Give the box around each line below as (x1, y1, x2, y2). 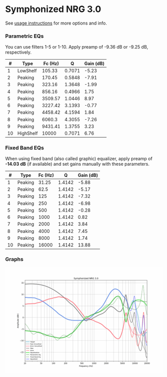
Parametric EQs (5, 33, 44, 40)
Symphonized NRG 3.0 (5, 4, 101, 15)
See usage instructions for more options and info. (5, 20, 107, 26)
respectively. (5, 49, 31, 56)
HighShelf (17, 130, 38, 136)
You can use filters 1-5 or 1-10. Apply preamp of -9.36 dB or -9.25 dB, (5, 44, 148, 50)
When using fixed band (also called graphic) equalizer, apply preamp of (5, 156, 152, 162)
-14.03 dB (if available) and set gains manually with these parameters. (5, 161, 150, 167)
